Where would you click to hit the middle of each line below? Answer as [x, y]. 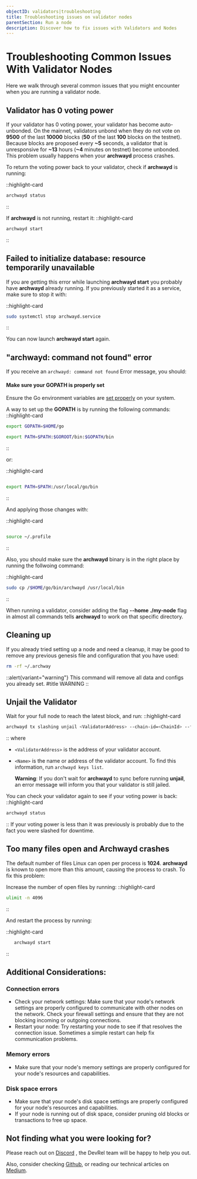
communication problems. [46, 1039]
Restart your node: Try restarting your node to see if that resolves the [98, 1027]
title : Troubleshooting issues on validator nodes [69, 17]
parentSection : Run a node [39, 22]
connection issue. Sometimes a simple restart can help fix [84, 1033]
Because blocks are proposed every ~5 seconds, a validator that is [87, 143]
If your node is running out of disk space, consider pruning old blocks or [102, 1114]
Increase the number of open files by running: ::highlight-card [81, 887]
